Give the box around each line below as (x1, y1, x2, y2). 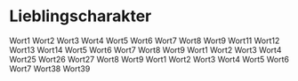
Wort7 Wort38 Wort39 (9, 63, 91, 74)
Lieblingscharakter (9, 6, 152, 26)
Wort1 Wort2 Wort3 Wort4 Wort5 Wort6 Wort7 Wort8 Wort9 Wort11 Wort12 (9, 35, 280, 46)
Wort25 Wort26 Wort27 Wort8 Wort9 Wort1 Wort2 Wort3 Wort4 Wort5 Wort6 (9, 54, 289, 64)
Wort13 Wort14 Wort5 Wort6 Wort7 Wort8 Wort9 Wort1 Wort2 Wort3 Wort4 (9, 44, 282, 55)
